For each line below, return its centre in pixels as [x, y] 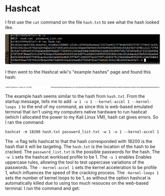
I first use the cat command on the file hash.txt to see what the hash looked [82, 22]
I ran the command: [25, 122]
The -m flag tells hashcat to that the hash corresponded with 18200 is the [79, 141]
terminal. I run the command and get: [42, 188]
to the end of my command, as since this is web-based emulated [87, 107]
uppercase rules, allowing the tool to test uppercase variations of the [75, 162]
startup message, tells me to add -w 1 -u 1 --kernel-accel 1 [68, 101]
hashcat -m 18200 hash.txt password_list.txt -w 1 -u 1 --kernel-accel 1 [82, 132]
